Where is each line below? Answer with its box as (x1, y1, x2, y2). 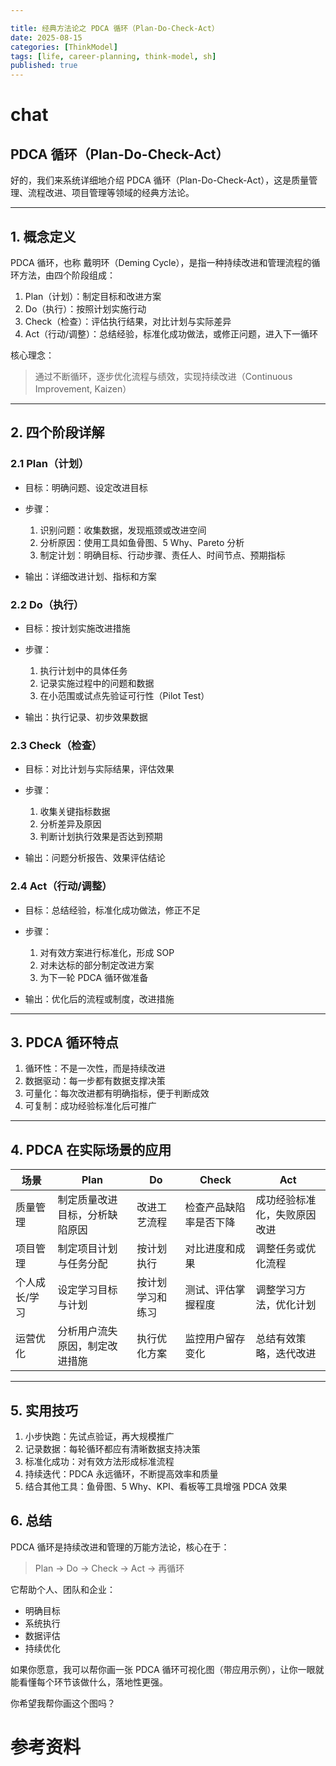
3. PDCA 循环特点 (10, 1034, 119, 1051)
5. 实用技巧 (10, 1402, 78, 1419)
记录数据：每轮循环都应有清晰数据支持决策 (24, 1442, 201, 1455)
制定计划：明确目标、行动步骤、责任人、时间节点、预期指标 (39, 549, 286, 561)
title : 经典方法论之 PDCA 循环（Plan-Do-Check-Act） (10, 23, 220, 33)
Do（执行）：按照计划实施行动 (24, 302, 147, 315)
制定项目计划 (57, 1242, 118, 1256)
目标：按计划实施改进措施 (24, 622, 131, 634)
